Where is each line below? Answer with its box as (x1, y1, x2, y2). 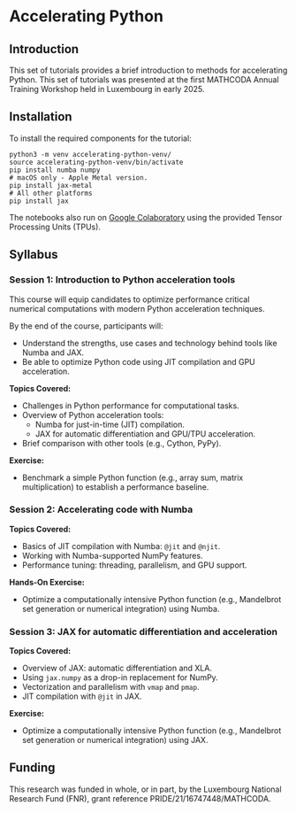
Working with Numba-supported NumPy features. (21, 550, 203, 561)
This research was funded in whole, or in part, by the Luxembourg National (9, 784, 282, 794)
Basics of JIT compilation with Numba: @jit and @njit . (21, 540, 221, 551)
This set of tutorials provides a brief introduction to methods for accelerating (9, 65, 288, 75)
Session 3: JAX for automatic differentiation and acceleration (9, 625, 278, 638)
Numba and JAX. (21, 347, 84, 358)
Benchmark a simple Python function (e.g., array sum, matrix (21, 472, 244, 483)
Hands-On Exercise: (9, 577, 86, 587)
